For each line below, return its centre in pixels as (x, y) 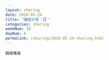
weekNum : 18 (18, 29)
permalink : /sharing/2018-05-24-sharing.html (54, 39)
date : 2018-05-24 (24, 15)
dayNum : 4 (16, 34)
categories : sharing (27, 24)
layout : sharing (23, 10)
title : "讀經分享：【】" (28, 19)
